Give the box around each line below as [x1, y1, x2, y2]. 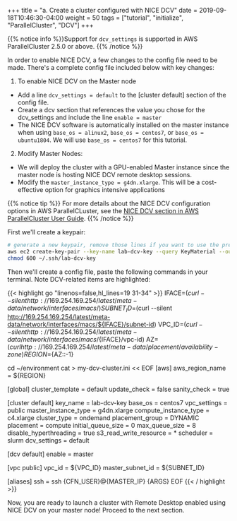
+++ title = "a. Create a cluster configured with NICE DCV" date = [7, 6, 197, 14]
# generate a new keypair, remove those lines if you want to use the [7, 241, 219, 248]
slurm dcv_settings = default [7, 436, 90, 445]
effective [17, 186, 44, 193]
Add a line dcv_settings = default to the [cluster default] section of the [17, 91, 227, 99]
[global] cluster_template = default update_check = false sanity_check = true [7, 385, 230, 394]
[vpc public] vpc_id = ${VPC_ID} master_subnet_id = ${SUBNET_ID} [7, 464, 205, 472]
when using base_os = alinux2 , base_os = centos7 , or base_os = [17, 128, 205, 136]
